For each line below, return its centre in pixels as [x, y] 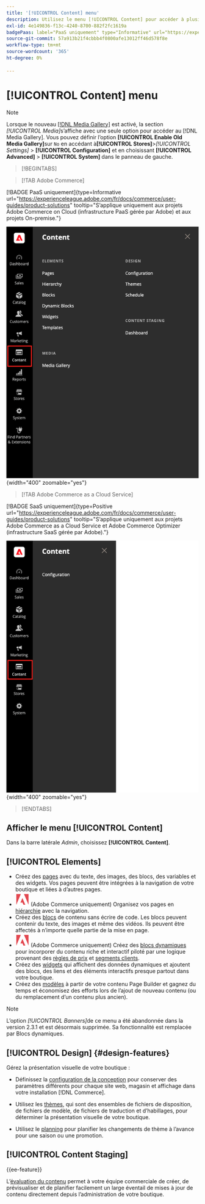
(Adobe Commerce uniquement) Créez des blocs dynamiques [108, 945]
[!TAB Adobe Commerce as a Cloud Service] [77, 495]
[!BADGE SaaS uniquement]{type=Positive [59, 506]
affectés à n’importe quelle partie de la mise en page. [82, 930]
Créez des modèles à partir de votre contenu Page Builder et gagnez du [106, 984]
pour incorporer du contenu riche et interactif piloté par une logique [100, 952]
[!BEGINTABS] [39, 169]
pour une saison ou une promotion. [59, 1135]
